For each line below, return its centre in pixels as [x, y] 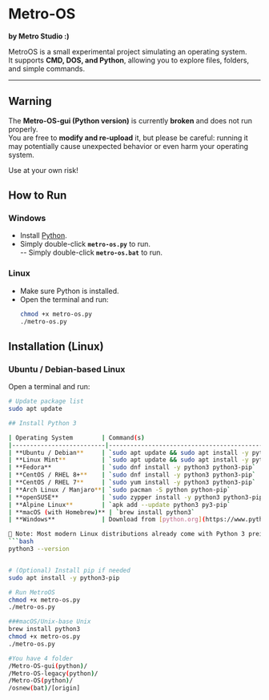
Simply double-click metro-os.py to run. [85, 244]
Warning [30, 101]
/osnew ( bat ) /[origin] [44, 688]
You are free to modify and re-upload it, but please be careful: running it [128, 138]
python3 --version [39, 549]
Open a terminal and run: [49, 387]
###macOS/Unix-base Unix [50, 622]
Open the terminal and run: [64, 299]
